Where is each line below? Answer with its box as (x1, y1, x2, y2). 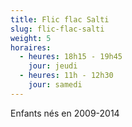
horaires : (10, 42, 52, 53)
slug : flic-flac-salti (10, 24, 105, 34)
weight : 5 (10, 33, 52, 43)
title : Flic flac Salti (10, 14, 110, 25)
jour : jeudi (28, 61, 78, 71)
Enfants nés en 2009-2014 (10, 107, 120, 119)
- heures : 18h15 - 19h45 (19, 52, 123, 62)
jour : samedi (28, 80, 83, 90)
